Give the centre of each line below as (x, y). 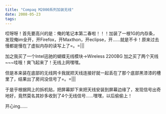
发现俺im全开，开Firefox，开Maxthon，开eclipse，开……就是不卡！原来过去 (82, 39)
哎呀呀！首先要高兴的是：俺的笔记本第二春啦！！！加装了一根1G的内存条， (81, 34)
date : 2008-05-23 (23, 14)
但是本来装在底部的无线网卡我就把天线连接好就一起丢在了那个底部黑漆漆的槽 (83, 73)
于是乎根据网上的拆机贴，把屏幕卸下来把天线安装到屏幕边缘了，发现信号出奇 (83, 90)
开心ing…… (17, 106)
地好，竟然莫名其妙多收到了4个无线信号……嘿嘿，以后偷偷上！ (69, 96)
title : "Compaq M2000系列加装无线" (40, 10)
